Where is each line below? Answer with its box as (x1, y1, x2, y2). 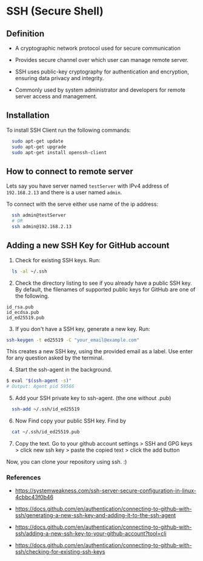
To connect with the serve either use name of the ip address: (6, 200, 159, 208)
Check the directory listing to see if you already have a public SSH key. (15, 279, 192, 287)
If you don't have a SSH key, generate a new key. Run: (15, 325, 150, 332)
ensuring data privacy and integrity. (15, 75, 104, 81)
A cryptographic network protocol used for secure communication (15, 44, 181, 52)
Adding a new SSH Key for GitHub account (6, 240, 170, 251)
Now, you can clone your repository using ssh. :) (6, 458, 127, 465)
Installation (6, 110, 50, 121)
